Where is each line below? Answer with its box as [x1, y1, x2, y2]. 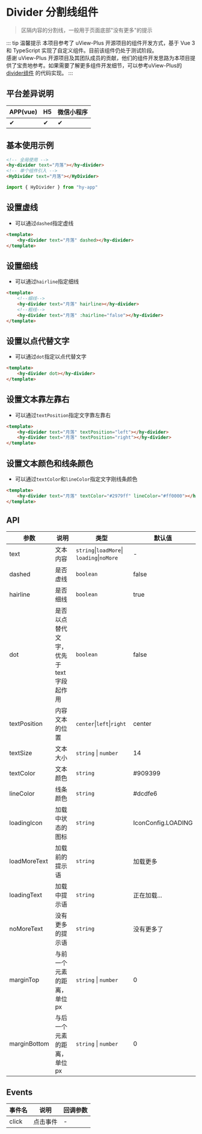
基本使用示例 [6, 141, 54, 151]
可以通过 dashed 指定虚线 [14, 219, 74, 227]
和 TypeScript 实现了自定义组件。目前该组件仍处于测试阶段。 [6, 46, 158, 54]
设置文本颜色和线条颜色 [6, 458, 93, 469]
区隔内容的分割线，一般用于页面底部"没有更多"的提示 [20, 26, 153, 34]
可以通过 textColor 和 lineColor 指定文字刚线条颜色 [14, 475, 138, 483]
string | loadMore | [76, 546, 123, 555]
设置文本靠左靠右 [6, 394, 70, 404]
